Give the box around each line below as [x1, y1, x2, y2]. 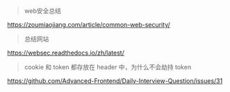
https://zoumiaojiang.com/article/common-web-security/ [7, 21, 170, 28]
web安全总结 [24, 7, 61, 15]
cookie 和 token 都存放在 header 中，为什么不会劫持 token [24, 63, 192, 71]
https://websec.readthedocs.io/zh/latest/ [7, 48, 125, 57]
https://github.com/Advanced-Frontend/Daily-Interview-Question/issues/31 [7, 77, 223, 85]
